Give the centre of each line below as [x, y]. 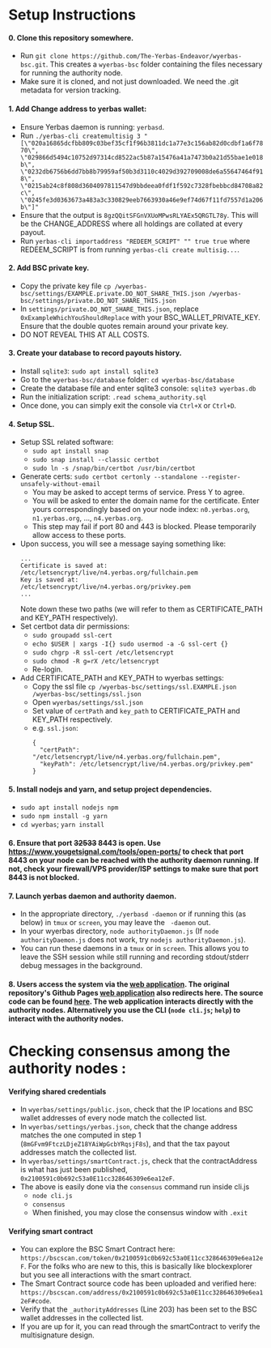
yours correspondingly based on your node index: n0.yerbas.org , [141, 510]
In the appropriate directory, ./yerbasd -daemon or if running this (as [133, 914]
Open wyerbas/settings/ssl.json [88, 702]
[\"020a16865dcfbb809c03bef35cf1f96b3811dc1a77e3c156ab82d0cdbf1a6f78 [142, 143]
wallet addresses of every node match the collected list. [113, 1118]
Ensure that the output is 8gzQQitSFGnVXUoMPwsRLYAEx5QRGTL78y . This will [139, 215]
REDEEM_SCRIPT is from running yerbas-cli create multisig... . [130, 250]
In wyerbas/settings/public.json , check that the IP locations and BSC [136, 1109]
